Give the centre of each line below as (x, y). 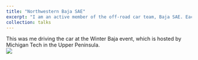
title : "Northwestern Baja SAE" (46, 11)
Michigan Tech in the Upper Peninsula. (53, 45)
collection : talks (29, 22)
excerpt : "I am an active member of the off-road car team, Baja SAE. (95, 17)
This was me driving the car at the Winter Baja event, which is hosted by (94, 39)
